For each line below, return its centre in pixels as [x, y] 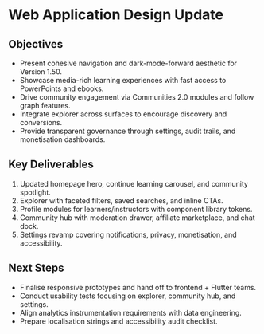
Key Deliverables [51, 165]
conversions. [41, 122]
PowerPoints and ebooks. [62, 88]
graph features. [45, 106]
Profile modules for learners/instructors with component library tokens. [136, 209]
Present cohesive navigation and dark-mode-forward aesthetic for [128, 63]
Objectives [36, 44]
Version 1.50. [41, 72]
